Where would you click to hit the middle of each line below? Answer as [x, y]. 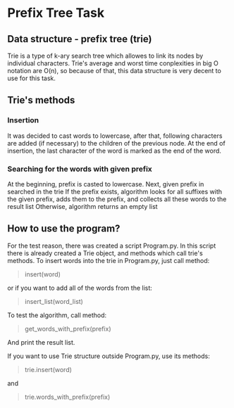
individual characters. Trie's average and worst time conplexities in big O [113, 63]
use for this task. [32, 78]
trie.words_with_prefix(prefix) [67, 397]
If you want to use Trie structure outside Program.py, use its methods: [109, 356]
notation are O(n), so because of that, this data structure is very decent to [115, 71]
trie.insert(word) [48, 369]
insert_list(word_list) [54, 301]
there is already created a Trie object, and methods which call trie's [105, 253]
